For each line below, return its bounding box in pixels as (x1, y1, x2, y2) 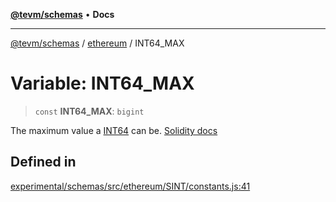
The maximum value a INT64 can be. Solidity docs (10, 124, 218, 136)
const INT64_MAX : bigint (34, 105, 145, 117)
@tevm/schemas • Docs (10, 9, 115, 20)
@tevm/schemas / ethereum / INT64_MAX (10, 37, 185, 49)
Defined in (10, 154, 77, 171)
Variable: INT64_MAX (10, 72, 195, 95)
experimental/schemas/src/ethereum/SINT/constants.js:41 (10, 180, 251, 192)
